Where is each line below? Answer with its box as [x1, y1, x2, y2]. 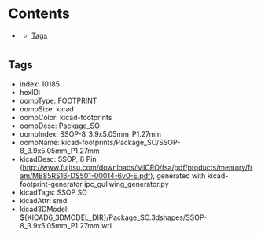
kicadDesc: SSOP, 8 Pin [19, 154, 97, 163]
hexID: [19, 87, 41, 97]
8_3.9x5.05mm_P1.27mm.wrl [19, 221, 112, 230]
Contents [8, 5, 71, 23]
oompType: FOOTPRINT [19, 96, 97, 105]
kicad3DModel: [19, 204, 69, 213]
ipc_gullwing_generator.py [83, 179, 169, 188]
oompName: [19, 137, 61, 147]
